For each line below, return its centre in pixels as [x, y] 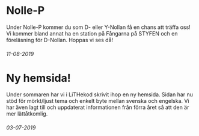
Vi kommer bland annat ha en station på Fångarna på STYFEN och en [92, 33]
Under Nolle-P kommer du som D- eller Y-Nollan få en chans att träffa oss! [98, 27]
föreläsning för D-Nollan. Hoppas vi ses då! [60, 40]
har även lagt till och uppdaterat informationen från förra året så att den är [98, 107]
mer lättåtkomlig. [27, 114]
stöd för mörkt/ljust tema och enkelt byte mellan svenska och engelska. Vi [98, 101]
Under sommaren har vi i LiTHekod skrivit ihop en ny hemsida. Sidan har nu [100, 94]
